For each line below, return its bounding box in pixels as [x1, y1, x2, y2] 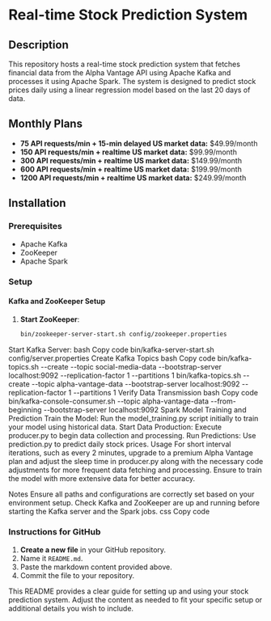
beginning [8, 404, 42, 414]
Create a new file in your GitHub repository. [19, 544, 167, 555]
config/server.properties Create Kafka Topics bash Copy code [8, 353, 216, 363]
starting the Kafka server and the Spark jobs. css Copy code [8, 506, 210, 516]
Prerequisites [8, 221, 62, 232]
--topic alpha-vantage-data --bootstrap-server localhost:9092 [31, 378, 240, 389]
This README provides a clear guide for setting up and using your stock [8, 586, 249, 596]
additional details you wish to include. [8, 603, 134, 613]
